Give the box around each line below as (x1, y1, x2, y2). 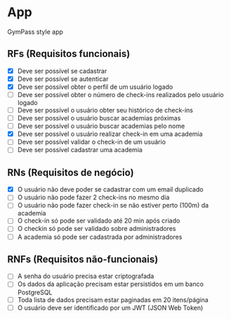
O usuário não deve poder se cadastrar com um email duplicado (17, 185, 204, 194)
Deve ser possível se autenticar (17, 75, 109, 83)
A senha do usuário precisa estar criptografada (17, 272, 154, 280)
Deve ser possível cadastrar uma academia (17, 146, 143, 154)
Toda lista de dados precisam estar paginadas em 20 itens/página (17, 295, 209, 304)
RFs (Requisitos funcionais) (7, 48, 131, 60)
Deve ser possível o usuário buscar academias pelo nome (17, 122, 185, 130)
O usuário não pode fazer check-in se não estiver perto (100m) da (17, 201, 209, 210)
